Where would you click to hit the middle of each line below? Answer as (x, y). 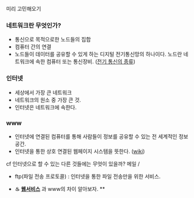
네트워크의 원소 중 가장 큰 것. (48, 100)
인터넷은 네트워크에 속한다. (46, 107)
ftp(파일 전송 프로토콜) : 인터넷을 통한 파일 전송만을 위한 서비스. (88, 176)
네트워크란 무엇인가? (34, 25)
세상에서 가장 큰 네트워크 (43, 92)
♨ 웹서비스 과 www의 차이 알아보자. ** (60, 189)
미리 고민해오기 (24, 9)
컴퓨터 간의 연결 (33, 47)
